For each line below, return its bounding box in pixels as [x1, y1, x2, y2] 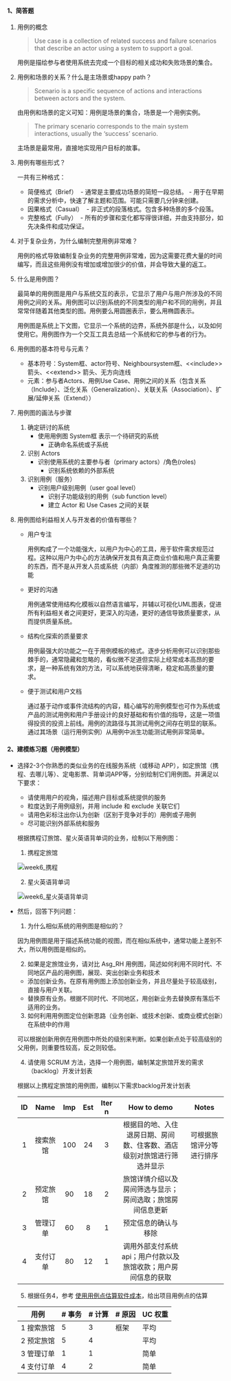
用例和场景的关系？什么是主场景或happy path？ [16, 73, 153, 81]
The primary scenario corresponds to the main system [34, 122, 189, 130]
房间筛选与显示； [122, 1184, 179, 1194]
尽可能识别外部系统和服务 [27, 819, 100, 827]
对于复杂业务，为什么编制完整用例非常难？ [16, 237, 138, 245]
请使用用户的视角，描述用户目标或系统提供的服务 [27, 794, 166, 802]
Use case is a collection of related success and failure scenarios [34, 37, 217, 45]
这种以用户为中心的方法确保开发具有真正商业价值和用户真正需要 [39, 554, 221, 562]
